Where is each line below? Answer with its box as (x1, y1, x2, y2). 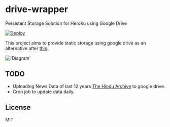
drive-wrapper (5, 4, 69, 15)
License (5, 103, 31, 112)
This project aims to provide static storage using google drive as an (5, 39, 146, 46)
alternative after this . (5, 45, 49, 51)
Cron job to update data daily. (12, 89, 75, 95)
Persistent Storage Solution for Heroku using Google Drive (5, 20, 127, 26)
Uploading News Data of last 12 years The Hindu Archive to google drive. (12, 83, 165, 89)
